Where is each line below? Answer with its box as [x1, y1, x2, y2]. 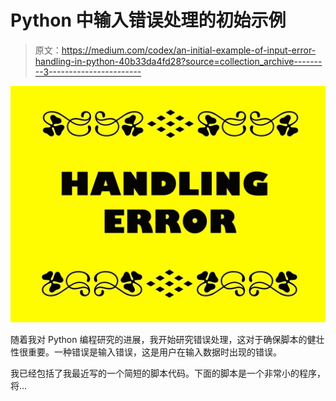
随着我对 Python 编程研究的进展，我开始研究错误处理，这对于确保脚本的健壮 [10, 333, 325, 345]
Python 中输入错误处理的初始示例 [10, 9, 287, 32]
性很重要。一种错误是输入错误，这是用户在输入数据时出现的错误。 [10, 346, 282, 358]
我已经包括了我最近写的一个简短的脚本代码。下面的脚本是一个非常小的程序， [10, 367, 326, 379]
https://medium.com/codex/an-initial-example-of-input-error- [61, 44, 317, 56]
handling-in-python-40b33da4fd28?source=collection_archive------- [34, 55, 323, 67]
